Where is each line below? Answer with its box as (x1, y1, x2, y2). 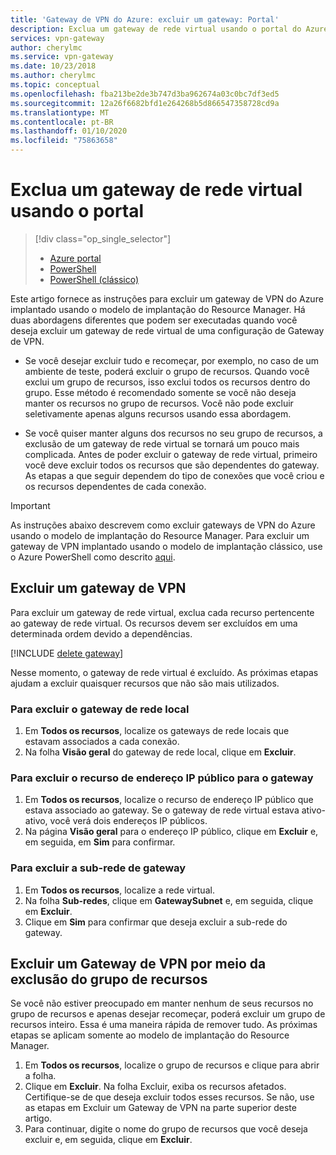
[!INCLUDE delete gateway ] (10, 647, 124, 659)
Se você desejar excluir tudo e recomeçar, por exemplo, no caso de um (24, 354, 320, 366)
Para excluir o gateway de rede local (10, 702, 190, 716)
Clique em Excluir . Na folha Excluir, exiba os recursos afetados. (24, 1081, 287, 1093)
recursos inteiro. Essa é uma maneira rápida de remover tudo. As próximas (10, 1019, 318, 1031)
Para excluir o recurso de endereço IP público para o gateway (10, 771, 314, 785)
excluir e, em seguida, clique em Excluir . (24, 1134, 193, 1146)
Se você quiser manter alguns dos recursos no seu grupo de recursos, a (24, 427, 323, 439)
